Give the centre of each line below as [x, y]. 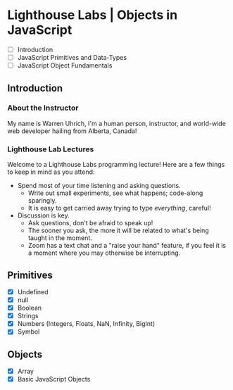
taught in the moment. [60, 238]
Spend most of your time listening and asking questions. [99, 186]
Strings [28, 316]
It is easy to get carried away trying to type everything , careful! [119, 208]
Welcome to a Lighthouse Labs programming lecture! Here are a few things [116, 165]
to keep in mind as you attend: [51, 172]
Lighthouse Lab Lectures [51, 149]
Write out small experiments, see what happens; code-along [115, 193]
